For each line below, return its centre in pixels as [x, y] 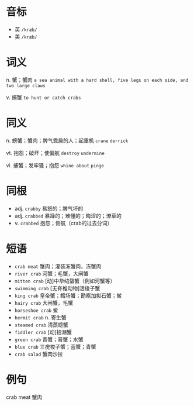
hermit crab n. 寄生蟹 [40, 317]
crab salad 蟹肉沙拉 [39, 354]
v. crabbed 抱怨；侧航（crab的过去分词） [63, 223]
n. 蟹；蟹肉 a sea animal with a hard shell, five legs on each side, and [97, 80]
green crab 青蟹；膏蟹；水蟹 [49, 339]
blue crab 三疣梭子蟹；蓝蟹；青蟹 [55, 346]
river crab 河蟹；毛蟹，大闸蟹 [51, 273]
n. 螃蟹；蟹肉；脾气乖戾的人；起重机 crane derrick [67, 140]
